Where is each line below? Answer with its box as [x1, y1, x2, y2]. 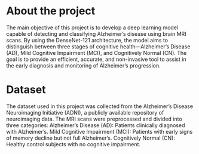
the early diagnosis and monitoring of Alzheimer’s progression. [6, 61, 161, 69]
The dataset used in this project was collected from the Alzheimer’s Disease [6, 103, 193, 110]
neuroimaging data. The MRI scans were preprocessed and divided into [6, 115, 182, 122]
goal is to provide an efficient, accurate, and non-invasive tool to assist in [6, 56, 186, 63]
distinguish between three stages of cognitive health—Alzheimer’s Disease [6, 43, 191, 50]
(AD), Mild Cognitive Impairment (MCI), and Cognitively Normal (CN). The [6, 49, 187, 56]
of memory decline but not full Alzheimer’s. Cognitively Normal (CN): [6, 134, 175, 141]
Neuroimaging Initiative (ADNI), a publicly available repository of [6, 109, 164, 116]
